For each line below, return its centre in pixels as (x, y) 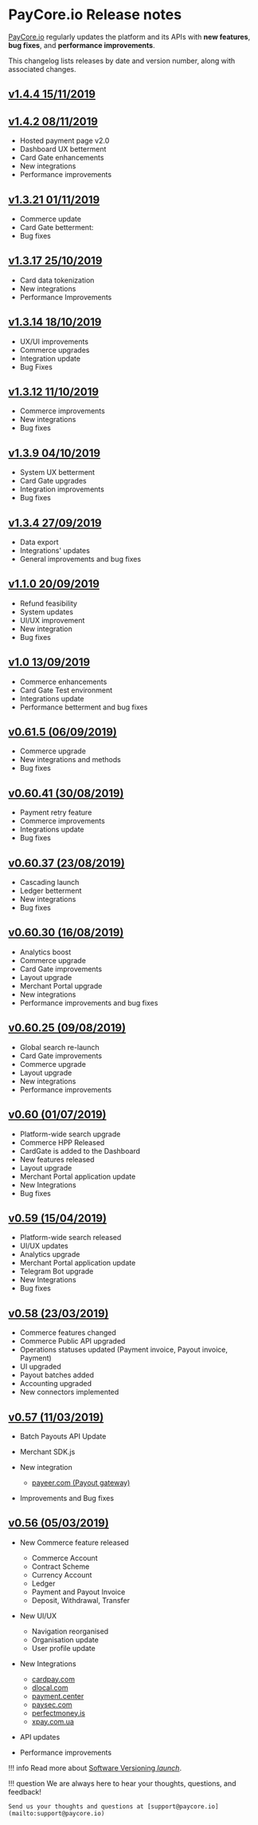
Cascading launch (49, 883)
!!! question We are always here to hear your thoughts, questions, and (122, 1783)
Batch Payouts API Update (63, 1436)
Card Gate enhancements (62, 158)
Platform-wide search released (70, 1238)
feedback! (25, 1791)
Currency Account (62, 1574)
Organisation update (65, 1639)
